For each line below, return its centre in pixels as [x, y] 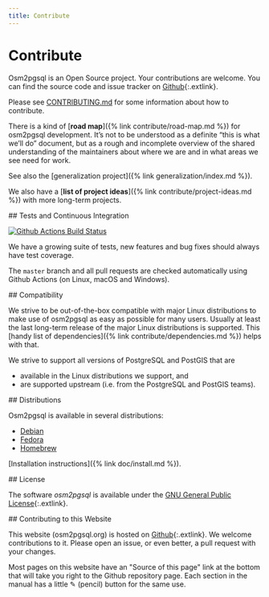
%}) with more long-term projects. [65, 200]
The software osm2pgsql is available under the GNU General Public [120, 494]
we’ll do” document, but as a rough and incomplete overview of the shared [132, 143]
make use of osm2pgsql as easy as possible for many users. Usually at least [134, 319]
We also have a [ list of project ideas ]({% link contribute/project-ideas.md [130, 191]
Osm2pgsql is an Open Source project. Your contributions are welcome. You [134, 78]
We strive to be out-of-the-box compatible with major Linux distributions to [132, 310]
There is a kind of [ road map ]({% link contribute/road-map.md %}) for [124, 126]
